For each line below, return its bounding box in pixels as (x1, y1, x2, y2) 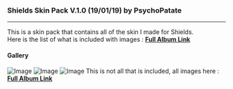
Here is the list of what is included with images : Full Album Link (7, 35, 191, 44)
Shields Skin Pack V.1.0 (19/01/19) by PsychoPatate (7, 6, 182, 15)
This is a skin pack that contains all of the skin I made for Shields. (7, 28, 194, 36)
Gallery (7, 51, 29, 59)
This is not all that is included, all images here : (85, 67, 220, 75)
